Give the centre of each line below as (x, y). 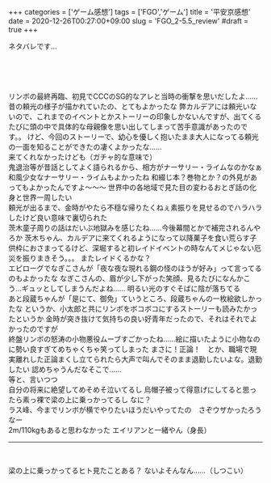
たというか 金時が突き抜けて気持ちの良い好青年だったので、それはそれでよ (133, 319)
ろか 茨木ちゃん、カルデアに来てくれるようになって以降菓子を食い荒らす (129, 238)
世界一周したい (47, 197)
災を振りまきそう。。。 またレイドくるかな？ (80, 258)
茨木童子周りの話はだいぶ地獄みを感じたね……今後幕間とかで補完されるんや (134, 228)
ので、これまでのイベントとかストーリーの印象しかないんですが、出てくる (138, 117)
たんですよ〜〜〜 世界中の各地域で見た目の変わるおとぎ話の (150, 187)
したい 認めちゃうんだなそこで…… (65, 369)
